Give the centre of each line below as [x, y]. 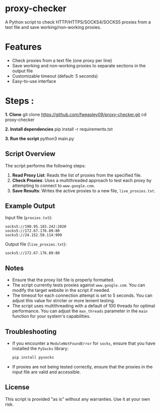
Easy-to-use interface [34, 81]
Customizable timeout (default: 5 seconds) [55, 76]
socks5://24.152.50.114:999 [34, 235]
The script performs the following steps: [45, 165]
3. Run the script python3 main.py [40, 138]
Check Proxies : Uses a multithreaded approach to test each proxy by [82, 180]
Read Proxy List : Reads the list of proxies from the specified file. [77, 175]
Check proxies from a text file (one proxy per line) [62, 60]
